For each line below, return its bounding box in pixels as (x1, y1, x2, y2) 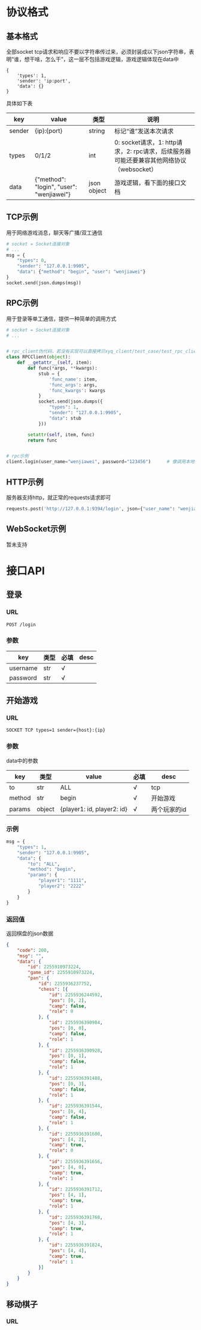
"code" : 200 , (17, 947, 50, 953)
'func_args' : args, (48, 382, 98, 388)
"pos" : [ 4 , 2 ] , (48, 1136, 87, 1143)
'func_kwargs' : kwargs (48, 387, 106, 394)
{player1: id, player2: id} (60, 805, 127, 813)
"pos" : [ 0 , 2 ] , (48, 997, 87, 1003)
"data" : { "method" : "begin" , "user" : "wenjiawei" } (17, 269, 146, 275)
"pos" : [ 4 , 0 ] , (48, 1164, 87, 1170)
